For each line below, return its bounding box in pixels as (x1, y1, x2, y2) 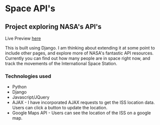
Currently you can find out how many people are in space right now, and (5, 55, 150, 61)
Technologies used (5, 73, 51, 79)
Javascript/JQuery (12, 94, 50, 100)
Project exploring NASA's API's (5, 23, 101, 31)
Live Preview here (5, 35, 41, 41)
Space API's (5, 3, 56, 14)
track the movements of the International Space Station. (5, 61, 118, 66)
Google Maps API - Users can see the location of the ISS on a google (12, 110, 151, 116)
